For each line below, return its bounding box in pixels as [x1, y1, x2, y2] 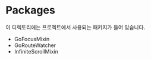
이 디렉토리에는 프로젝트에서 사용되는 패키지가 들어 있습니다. [5, 24, 146, 31]
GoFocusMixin [14, 35, 50, 42]
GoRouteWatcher [14, 42, 56, 49]
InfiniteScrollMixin [14, 48, 59, 55]
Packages [5, 4, 56, 17]
